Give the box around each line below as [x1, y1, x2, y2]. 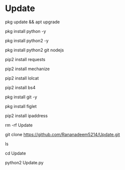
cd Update [5, 150, 26, 156]
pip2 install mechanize [5, 66, 50, 72]
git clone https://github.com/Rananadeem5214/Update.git [5, 131, 120, 137]
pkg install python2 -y [5, 37, 49, 44]
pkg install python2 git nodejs [5, 47, 64, 53]
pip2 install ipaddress [5, 112, 48, 119]
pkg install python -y [5, 28, 46, 34]
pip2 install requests [5, 56, 46, 62]
